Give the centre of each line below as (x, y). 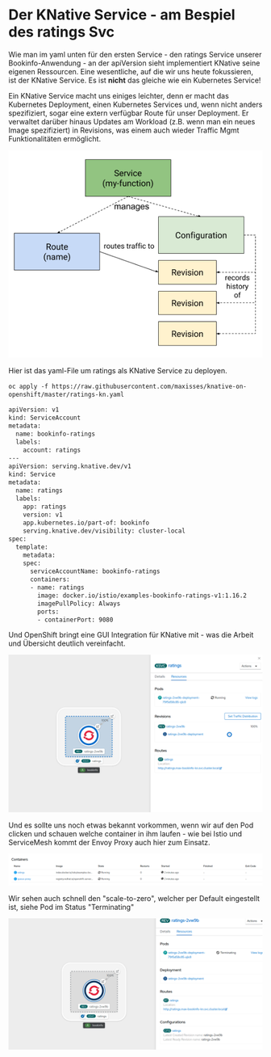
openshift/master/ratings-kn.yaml (67, 394)
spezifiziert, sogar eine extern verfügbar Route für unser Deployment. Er (129, 113)
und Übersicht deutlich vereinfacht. (67, 643)
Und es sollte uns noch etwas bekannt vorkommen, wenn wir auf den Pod (131, 825)
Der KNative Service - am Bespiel (122, 15)
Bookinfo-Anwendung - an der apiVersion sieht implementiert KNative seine (134, 63)
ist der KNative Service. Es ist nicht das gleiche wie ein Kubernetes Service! (135, 80)
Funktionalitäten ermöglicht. (55, 138)
